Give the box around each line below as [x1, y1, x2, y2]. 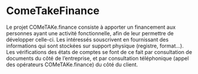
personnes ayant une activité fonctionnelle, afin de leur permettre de [6, 29, 174, 36]
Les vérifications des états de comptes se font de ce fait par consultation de [6, 48, 193, 55]
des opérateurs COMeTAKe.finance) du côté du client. [6, 60, 138, 68]
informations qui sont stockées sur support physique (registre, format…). [6, 42, 184, 49]
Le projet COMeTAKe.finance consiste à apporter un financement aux [6, 23, 176, 31]
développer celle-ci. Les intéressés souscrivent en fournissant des [6, 36, 169, 43]
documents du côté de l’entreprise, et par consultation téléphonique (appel [6, 55, 189, 62]
